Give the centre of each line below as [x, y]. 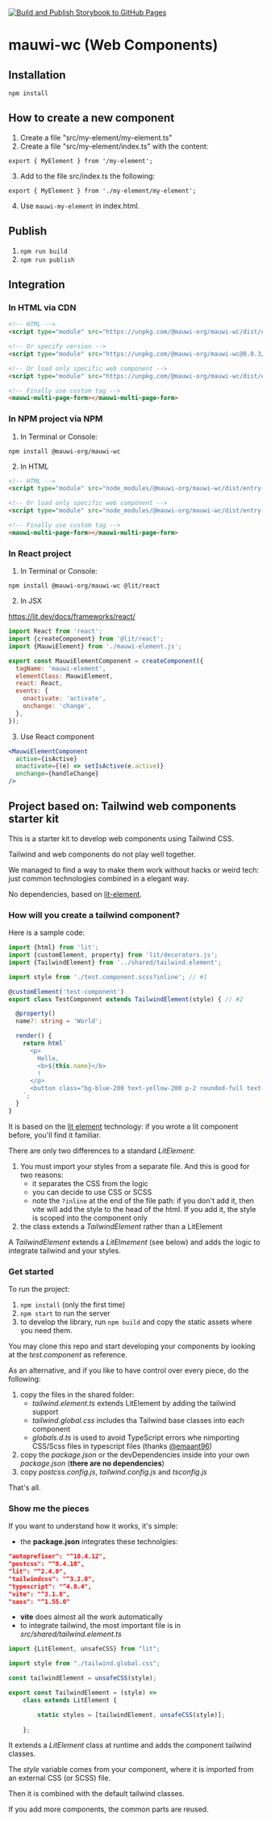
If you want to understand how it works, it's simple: [93, 1526]
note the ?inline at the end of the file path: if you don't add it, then [143, 1201]
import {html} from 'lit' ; [54, 948]
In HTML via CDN [42, 307]
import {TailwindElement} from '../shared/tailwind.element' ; [115, 962]
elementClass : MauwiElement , [65, 676]
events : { [32, 691]
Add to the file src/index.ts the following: [88, 176]
